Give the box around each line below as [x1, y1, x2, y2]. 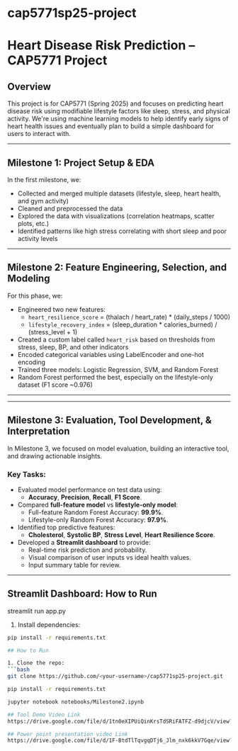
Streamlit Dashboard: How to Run [7, 588, 157, 600]
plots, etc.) [17, 220, 50, 227]
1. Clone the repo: [7, 660, 65, 667]
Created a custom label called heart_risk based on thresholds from [17, 335, 215, 344]
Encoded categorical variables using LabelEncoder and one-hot [17, 350, 204, 358]
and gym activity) [17, 197, 69, 205]
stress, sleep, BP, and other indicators [17, 342, 129, 351]
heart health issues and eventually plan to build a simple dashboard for [7, 122, 215, 130]
